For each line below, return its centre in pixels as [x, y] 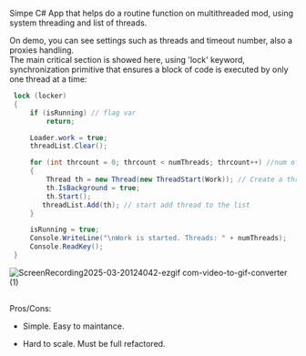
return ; [61, 121]
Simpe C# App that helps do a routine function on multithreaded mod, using [152, 13]
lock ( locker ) [40, 96]
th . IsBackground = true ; [93, 188]
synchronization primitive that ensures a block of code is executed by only [149, 69]
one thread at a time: [48, 79]
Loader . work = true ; [68, 137]
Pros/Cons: [31, 309]
